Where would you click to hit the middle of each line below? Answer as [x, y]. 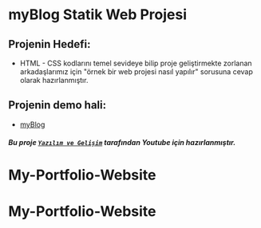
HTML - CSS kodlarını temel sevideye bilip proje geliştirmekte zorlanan [136, 63]
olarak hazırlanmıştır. [54, 80]
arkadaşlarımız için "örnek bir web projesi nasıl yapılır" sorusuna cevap [136, 72]
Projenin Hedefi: [49, 44]
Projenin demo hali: [57, 105]
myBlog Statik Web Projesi [98, 15]
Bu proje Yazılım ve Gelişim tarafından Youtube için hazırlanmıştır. [122, 143]
